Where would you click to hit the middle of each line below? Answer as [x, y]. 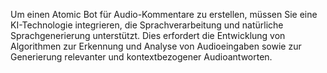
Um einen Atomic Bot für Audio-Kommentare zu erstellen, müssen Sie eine [164, 14]
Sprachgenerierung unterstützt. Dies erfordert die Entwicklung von [148, 35]
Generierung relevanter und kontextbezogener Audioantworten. [141, 57]
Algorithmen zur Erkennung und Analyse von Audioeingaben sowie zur [156, 46]
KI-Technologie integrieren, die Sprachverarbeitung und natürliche [147, 25]
